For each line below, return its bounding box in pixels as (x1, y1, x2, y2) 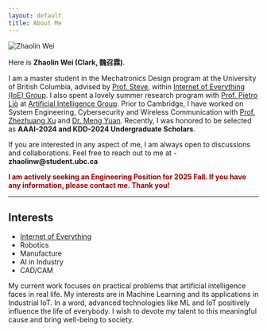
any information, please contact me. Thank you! (8, 180, 170, 189)
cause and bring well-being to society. (8, 315, 134, 325)
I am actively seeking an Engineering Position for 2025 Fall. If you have (8, 172, 246, 182)
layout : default (8, 11, 62, 20)
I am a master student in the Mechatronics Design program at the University (8, 73, 257, 83)
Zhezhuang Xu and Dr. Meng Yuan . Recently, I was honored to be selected (8, 115, 252, 125)
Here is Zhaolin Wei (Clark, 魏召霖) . (8, 57, 126, 67)
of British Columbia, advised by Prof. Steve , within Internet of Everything (8, 81, 245, 92)
